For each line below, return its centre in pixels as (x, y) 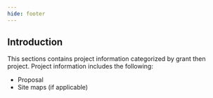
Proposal (30, 80)
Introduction (35, 42)
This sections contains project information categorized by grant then (106, 59)
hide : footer (26, 14)
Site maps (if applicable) (53, 87)
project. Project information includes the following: (80, 66)
